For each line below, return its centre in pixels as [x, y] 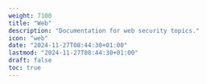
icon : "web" [28, 38]
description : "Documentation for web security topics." [104, 30]
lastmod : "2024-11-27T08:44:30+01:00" [73, 53]
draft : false [30, 61]
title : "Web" [30, 23]
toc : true [25, 68]
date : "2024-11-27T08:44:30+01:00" [68, 46]
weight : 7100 [30, 16]
